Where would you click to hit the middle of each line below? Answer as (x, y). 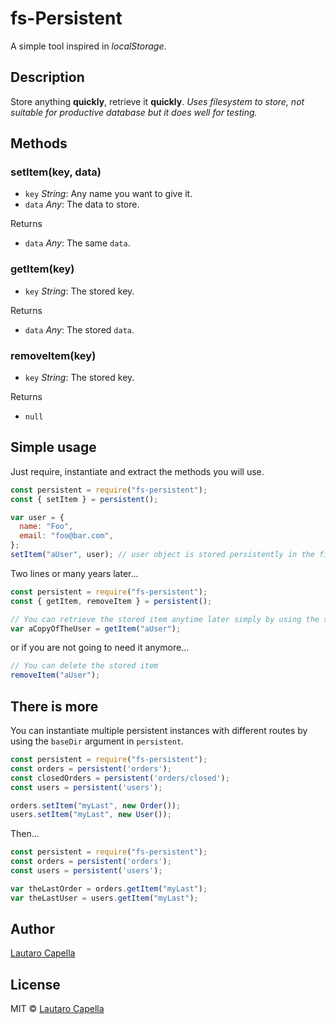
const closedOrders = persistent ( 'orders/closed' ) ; (120, 778)
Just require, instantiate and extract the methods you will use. (137, 471)
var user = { (37, 517)
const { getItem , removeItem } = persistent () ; (111, 601)
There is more (54, 706)
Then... (25, 834)
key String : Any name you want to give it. (108, 194)
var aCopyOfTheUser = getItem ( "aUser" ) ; (96, 628)
